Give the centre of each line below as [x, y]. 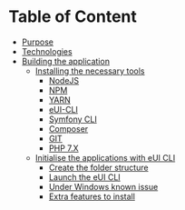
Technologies [47, 51]
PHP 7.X [63, 148]
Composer [68, 128]
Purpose [38, 42]
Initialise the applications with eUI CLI [105, 157]
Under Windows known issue [103, 186]
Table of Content [73, 17]
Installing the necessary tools [90, 71]
